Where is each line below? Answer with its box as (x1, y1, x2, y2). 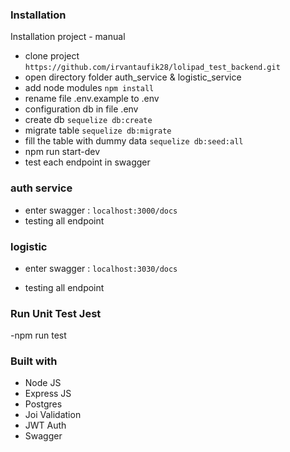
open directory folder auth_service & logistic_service (24, 71, 242, 83)
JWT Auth (24, 419, 67, 432)
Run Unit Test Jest (10, 306, 102, 320)
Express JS (24, 388, 72, 400)
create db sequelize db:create (24, 114, 153, 126)
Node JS (24, 377, 62, 389)
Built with (10, 354, 58, 368)
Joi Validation (24, 409, 82, 421)
